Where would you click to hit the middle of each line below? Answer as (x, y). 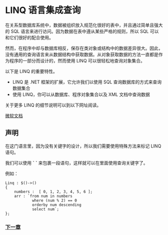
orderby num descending (56, 205)
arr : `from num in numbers (43, 196)
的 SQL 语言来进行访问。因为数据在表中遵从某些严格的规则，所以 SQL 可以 (82, 31)
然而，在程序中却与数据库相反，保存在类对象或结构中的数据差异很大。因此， (84, 48)
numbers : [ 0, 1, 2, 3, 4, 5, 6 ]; (53, 191)
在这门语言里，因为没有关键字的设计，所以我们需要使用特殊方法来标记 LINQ (83, 146)
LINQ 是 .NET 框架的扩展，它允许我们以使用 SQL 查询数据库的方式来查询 (87, 82)
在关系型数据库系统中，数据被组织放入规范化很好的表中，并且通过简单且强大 (84, 25)
